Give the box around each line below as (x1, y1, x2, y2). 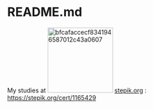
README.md (7, 4, 83, 20)
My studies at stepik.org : (7, 86, 147, 94)
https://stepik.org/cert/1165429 (7, 93, 97, 101)
